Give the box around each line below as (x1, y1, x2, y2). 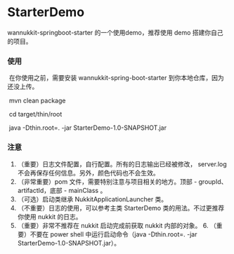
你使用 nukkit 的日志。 (17, 212, 82, 221)
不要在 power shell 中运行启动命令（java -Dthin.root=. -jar (30, 229, 197, 239)
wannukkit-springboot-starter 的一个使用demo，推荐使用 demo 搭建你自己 (7, 28, 223, 36)
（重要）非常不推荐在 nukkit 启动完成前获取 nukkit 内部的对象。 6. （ (17, 221, 216, 229)
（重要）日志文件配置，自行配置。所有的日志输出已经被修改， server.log (17, 159, 227, 168)
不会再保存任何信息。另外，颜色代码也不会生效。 (17, 168, 160, 177)
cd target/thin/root (8, 110, 63, 119)
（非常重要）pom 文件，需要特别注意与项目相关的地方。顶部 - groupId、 (17, 177, 228, 186)
